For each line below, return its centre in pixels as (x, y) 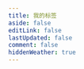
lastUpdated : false (40, 38)
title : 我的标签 (32, 15)
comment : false (33, 45)
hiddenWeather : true (42, 52)
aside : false (30, 23)
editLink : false (35, 30)
